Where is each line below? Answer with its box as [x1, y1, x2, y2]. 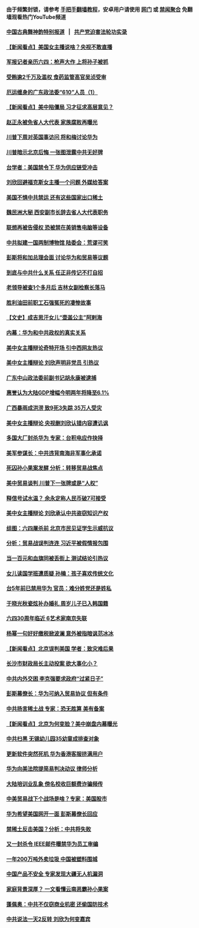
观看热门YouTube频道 [11, 13, 67, 21]
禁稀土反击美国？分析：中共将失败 [6, 825, 91, 833]
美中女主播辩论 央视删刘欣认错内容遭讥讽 [6, 419, 109, 427]
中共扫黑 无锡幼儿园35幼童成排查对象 [6, 735, 100, 743]
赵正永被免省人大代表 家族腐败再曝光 [6, 119, 98, 126]
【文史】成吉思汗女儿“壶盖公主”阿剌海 [6, 314, 103, 321]
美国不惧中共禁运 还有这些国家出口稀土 [6, 193, 103, 201]
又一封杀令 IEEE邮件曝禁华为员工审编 [6, 840, 99, 848]
